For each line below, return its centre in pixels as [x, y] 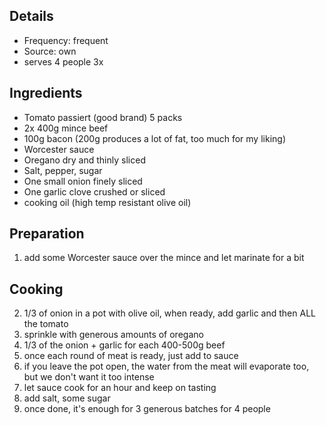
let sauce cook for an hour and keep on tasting [120, 388]
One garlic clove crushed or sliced [94, 191]
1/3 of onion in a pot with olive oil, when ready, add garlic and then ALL [169, 313]
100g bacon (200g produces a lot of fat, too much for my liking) [154, 138]
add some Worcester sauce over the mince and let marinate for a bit [164, 258]
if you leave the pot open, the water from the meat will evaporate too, [166, 366]
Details [31, 16]
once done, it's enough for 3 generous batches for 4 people [147, 409]
